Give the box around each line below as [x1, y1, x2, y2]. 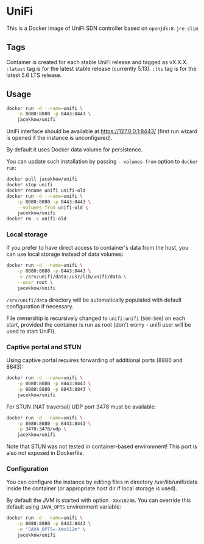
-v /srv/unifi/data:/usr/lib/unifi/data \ [17, 274, 127, 280]
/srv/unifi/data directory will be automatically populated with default [6, 296, 182, 303]
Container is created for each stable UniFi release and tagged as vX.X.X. [6, 58, 188, 65]
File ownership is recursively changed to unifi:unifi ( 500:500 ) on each [6, 314, 186, 322]
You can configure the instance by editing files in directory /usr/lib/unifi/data [6, 478, 198, 486]
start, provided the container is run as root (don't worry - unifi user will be [6, 321, 191, 328]
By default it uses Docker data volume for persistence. [6, 146, 143, 153]
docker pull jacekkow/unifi [6, 176, 78, 183]
